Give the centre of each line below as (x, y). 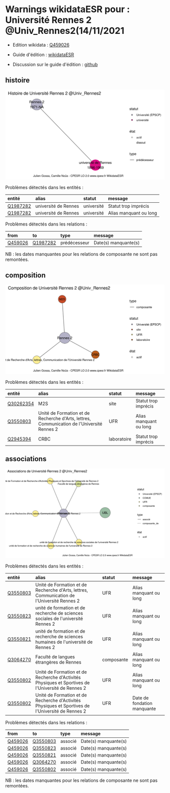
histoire (18, 80)
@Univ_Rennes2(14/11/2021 (65, 31)
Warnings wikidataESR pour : (68, 9)
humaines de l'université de (64, 642)
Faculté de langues (55, 657)
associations (26, 459)
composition (26, 275)
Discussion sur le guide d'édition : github (55, 64)
